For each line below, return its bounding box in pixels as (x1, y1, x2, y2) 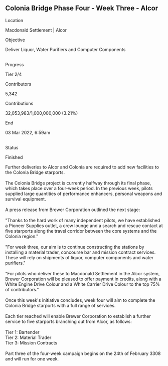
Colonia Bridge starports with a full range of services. (5, 302, 116, 308)
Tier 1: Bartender (5, 329, 40, 335)
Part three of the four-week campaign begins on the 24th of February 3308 (5, 350, 161, 356)
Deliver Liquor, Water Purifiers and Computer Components (5, 46, 126, 52)
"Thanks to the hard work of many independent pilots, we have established (5, 217, 160, 223)
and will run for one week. (5, 355, 59, 361)
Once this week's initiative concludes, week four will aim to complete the (5, 297, 155, 303)
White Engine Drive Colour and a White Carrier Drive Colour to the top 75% (5, 281, 160, 287)
